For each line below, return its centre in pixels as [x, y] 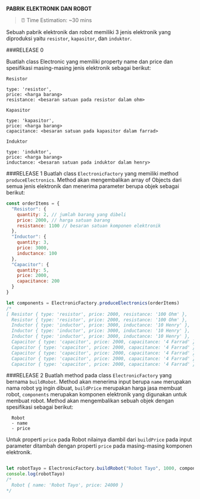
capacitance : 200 [38, 281]
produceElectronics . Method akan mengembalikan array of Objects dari [94, 180]
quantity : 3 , [33, 242]
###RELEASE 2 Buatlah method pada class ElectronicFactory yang [89, 375]
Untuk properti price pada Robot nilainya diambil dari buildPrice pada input [99, 440]
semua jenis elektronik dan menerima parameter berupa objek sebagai [93, 186]
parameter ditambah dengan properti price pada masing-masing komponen [99, 446]
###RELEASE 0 [25, 50]
